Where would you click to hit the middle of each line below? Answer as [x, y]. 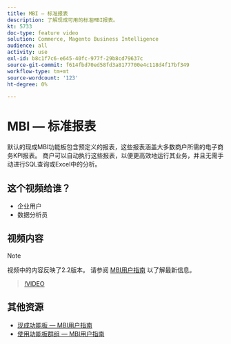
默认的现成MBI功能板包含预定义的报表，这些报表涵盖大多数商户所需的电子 [112, 147]
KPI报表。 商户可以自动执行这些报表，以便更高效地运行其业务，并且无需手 [118, 155]
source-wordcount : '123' [43, 78]
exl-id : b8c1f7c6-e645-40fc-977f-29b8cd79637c [75, 59]
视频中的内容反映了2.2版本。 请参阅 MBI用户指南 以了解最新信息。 [101, 269]
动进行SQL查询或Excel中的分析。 [54, 164]
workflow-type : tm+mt [38, 71]
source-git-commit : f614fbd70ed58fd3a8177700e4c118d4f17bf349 [98, 65]
